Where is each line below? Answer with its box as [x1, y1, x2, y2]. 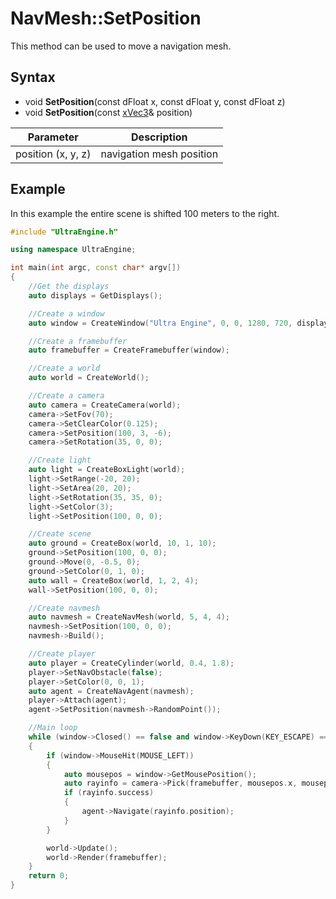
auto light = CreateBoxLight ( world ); [28, 465, 186, 475]
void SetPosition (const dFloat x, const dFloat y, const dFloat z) [24, 95, 286, 107]
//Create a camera [28, 391, 105, 401]
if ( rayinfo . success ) [63, 788, 155, 798]
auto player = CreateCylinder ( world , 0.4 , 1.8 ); [28, 658, 235, 668]
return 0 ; [28, 871, 70, 881]
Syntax [10, 69, 56, 86]
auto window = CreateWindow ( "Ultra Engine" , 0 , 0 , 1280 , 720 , [28, 318, 293, 328]
